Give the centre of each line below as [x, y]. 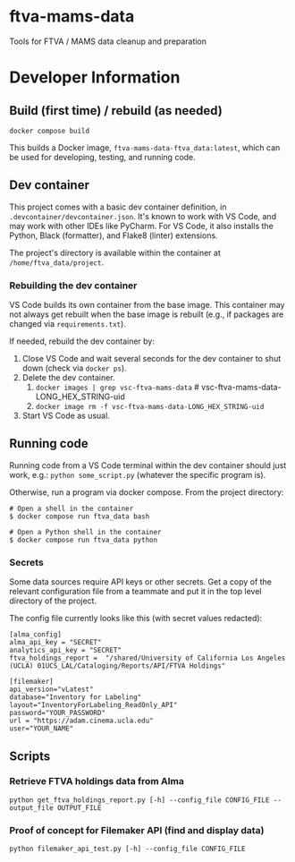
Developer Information [95, 77]
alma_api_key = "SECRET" [55, 643]
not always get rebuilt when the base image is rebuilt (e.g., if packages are [147, 314]
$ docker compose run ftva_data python [84, 540]
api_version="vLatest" [51, 690]
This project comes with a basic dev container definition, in [118, 207]
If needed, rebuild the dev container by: [82, 341]
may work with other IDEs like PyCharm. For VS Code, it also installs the [142, 226]
